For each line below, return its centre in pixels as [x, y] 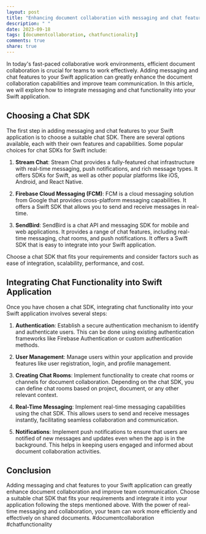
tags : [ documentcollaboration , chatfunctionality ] [72, 35]
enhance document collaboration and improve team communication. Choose [103, 492]
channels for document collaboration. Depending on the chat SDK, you [105, 382]
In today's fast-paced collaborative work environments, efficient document [101, 64]
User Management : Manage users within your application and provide [104, 356]
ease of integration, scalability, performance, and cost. [75, 263]
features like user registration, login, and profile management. [93, 363]
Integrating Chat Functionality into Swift [84, 282]
